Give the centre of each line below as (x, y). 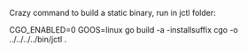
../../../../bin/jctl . (38, 39)
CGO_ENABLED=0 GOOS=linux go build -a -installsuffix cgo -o (124, 30)
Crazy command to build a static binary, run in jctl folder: (113, 13)
